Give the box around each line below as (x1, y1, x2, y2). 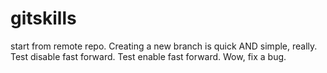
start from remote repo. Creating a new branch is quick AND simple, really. (10, 40, 318, 52)
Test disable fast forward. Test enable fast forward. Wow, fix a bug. (10, 50, 287, 62)
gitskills (10, 7, 77, 30)
